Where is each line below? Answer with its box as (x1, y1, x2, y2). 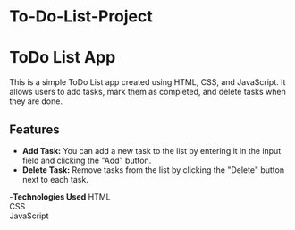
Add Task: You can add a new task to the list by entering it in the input (21, 145, 282, 156)
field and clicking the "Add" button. (21, 155, 152, 166)
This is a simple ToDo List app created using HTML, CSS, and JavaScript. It (9, 77, 286, 88)
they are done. (9, 96, 63, 106)
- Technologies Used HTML (9, 191, 112, 202)
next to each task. (21, 174, 89, 184)
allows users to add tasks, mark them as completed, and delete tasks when (9, 87, 286, 98)
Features (9, 122, 60, 137)
